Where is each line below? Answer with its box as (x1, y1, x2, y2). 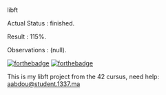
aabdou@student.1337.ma (7, 80, 81, 88)
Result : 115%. (7, 32, 47, 41)
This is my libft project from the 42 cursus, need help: (7, 72, 160, 81)
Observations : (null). (7, 46, 67, 54)
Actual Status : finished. (7, 19, 75, 27)
